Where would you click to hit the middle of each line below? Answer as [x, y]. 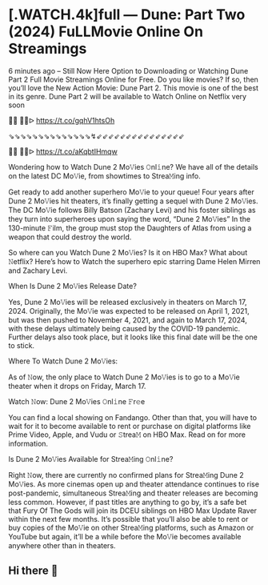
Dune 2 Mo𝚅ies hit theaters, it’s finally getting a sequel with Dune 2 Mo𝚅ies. [133, 201]
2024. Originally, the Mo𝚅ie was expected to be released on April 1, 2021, [129, 311]
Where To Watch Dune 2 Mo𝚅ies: [63, 361]
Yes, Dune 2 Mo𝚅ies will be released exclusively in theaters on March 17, [128, 302]
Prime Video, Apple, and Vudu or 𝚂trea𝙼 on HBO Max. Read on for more [127, 435]
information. [28, 443]
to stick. [21, 345]
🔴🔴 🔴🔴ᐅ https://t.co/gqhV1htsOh [62, 120]
